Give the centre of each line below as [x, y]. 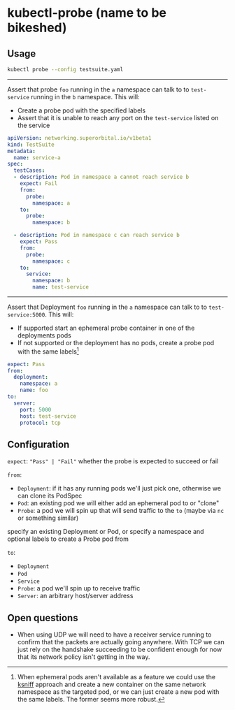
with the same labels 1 [48, 351]
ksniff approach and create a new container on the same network [112, 684]
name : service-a [37, 158]
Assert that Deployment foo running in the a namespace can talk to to [107, 307]
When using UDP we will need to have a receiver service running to [114, 635]
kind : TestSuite [31, 145]
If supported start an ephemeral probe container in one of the [106, 328]
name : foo [34, 390]
